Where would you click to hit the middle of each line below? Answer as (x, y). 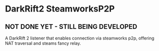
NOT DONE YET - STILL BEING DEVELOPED (71, 27)
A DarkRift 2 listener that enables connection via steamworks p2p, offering (80, 38)
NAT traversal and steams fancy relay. (43, 43)
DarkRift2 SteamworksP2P (60, 9)
